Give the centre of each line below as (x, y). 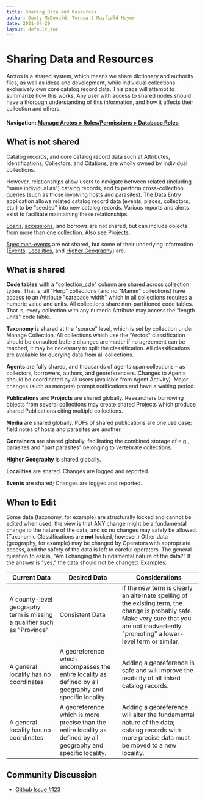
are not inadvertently (152, 626)
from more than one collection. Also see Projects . (68, 232)
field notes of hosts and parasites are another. (64, 429)
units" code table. (28, 317)
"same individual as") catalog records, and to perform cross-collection (95, 188)
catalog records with (151, 730)
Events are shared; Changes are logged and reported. (74, 483)
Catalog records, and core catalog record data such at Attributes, (88, 156)
